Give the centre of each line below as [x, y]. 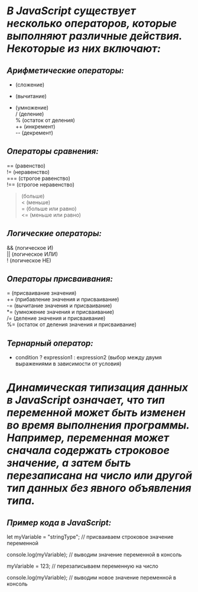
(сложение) [30, 85]
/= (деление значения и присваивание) [56, 318]
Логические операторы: [54, 234]
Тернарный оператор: [50, 343]
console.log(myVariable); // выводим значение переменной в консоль [94, 555]
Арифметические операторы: [65, 70]
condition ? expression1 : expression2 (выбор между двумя [88, 358]
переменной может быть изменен [96, 413]
